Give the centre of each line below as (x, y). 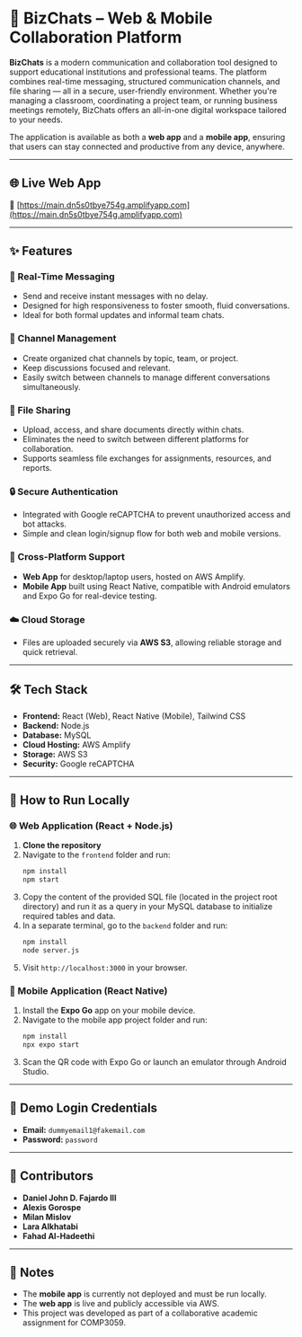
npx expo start (51, 1045)
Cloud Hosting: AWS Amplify (76, 744)
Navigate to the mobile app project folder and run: (115, 1020)
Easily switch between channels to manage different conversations (146, 377)
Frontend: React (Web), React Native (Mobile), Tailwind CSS (134, 716)
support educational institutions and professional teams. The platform (138, 72)
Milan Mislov (47, 1217)
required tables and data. (69, 916)
